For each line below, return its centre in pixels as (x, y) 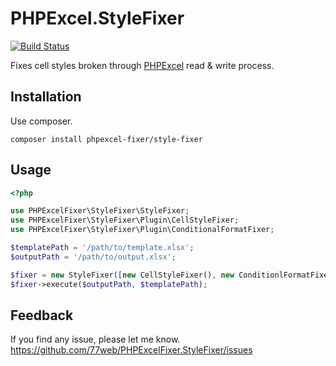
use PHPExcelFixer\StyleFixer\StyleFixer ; (100, 211)
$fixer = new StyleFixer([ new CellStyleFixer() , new (122, 275)
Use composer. (41, 121)
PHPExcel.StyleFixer (97, 18)
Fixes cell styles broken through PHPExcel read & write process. (142, 65)
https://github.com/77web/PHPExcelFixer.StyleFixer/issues (131, 350)
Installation (46, 97)
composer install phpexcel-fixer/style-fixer (106, 139)
